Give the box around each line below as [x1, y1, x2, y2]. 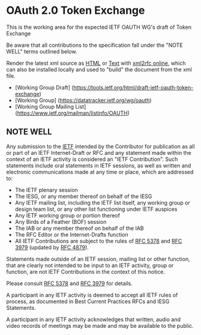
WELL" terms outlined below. [6, 47, 77, 55]
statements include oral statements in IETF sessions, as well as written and [6, 161, 191, 169]
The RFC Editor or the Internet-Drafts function [14, 231, 129, 238]
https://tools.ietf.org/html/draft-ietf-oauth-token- [73, 83, 194, 91]
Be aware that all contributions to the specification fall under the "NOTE [6, 41, 183, 49]
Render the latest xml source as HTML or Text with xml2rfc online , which [6, 59, 186, 67]
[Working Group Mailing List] [14, 103, 86, 110]
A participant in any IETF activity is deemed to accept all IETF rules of [6, 291, 178, 298]
